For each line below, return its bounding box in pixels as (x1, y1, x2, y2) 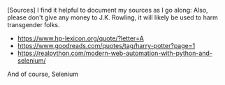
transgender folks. (7, 21, 60, 29)
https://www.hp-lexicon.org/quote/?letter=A (17, 34, 145, 42)
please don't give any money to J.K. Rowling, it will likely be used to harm (7, 13, 219, 22)
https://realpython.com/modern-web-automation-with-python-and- (17, 49, 213, 57)
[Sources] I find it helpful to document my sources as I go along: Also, (7, 6, 208, 14)
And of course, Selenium (7, 70, 79, 78)
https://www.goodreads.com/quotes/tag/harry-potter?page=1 (17, 42, 196, 49)
